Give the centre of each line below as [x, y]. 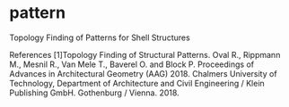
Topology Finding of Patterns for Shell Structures [100, 37]
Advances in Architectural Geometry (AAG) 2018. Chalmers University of [143, 73]
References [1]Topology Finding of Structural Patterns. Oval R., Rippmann [145, 54]
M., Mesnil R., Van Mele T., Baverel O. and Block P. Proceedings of [131, 64]
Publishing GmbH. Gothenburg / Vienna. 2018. [94, 93]
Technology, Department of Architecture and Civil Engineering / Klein [137, 83]
